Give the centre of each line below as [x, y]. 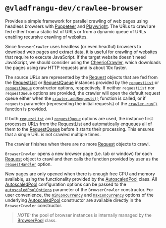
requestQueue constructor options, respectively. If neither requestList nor [80, 87]
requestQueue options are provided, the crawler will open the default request [83, 93]
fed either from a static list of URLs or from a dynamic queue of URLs [76, 31]
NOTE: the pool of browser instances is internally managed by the [84, 215]
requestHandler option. [28, 164]
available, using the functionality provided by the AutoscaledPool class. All [81, 179]
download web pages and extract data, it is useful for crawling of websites [81, 52]
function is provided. [26, 109]
